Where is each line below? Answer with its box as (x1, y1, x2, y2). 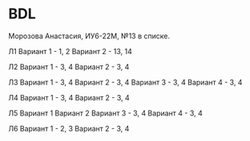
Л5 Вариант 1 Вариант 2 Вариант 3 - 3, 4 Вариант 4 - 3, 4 (8, 108, 203, 118)
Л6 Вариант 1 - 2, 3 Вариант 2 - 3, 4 (8, 123, 130, 133)
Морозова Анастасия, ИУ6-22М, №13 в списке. (8, 31, 171, 41)
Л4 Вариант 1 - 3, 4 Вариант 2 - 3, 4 (8, 92, 130, 102)
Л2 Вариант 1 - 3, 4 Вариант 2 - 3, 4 (8, 61, 130, 72)
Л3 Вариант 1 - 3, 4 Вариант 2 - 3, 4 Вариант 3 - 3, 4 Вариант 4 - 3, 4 (8, 77, 243, 87)
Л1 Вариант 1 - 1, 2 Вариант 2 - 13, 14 (8, 46, 132, 56)
